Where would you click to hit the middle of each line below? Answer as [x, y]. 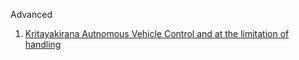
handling [43, 44]
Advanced [31, 14]
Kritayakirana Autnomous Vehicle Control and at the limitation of [157, 33]
